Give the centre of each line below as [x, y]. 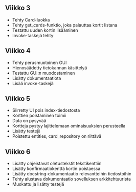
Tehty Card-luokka [31, 20]
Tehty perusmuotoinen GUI [39, 63]
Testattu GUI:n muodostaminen [44, 73]
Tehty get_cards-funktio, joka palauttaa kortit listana [65, 25]
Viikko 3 [18, 8]
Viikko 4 [18, 51]
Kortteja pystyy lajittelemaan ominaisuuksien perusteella [69, 126]
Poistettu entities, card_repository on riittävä [57, 136]
